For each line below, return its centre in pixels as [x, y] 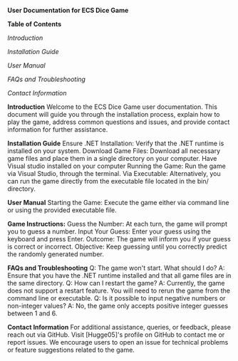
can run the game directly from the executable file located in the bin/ [108, 181]
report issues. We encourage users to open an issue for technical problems [118, 342]
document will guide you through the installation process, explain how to [114, 114]
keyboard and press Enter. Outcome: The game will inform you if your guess [119, 239]
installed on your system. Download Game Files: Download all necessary [114, 151]
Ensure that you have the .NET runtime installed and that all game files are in [119, 276]
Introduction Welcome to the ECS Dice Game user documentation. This [112, 107]
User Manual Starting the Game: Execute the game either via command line [118, 203]
